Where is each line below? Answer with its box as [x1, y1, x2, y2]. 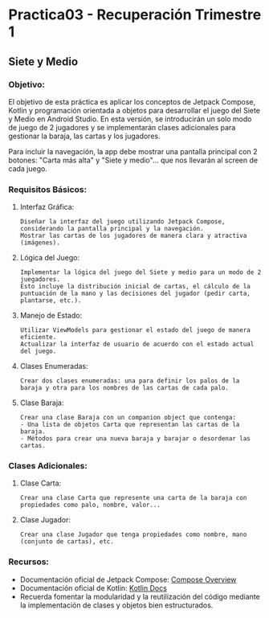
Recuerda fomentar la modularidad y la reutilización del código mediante [19, 591, 261, 601]
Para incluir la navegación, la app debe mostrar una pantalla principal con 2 [8, 146, 259, 156]
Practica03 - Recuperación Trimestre [8, 6, 262, 24]
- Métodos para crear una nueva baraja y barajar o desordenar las [19, 435, 251, 443]
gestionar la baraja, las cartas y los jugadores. [8, 131, 161, 141]
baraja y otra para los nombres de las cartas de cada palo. [19, 384, 230, 392]
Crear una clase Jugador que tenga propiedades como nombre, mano [19, 530, 247, 539]
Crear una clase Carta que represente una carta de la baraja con [19, 494, 247, 502]
